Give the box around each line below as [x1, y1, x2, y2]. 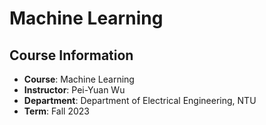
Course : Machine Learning [23, 73, 135, 85]
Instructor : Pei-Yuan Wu [23, 84, 126, 96]
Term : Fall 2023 [23, 105, 90, 117]
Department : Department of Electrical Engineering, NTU [23, 95, 257, 106]
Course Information [9, 47, 134, 64]
